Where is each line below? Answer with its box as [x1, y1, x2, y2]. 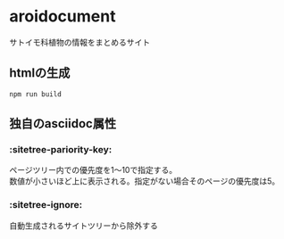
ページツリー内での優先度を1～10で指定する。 [9, 165, 177, 176]
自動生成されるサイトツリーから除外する [9, 220, 158, 231]
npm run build [9, 89, 63, 99]
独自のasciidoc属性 [9, 116, 117, 131]
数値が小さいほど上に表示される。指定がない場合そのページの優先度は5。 [9, 176, 280, 186]
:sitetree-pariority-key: [9, 144, 113, 156]
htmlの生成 [9, 65, 71, 81]
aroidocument [9, 6, 116, 27]
